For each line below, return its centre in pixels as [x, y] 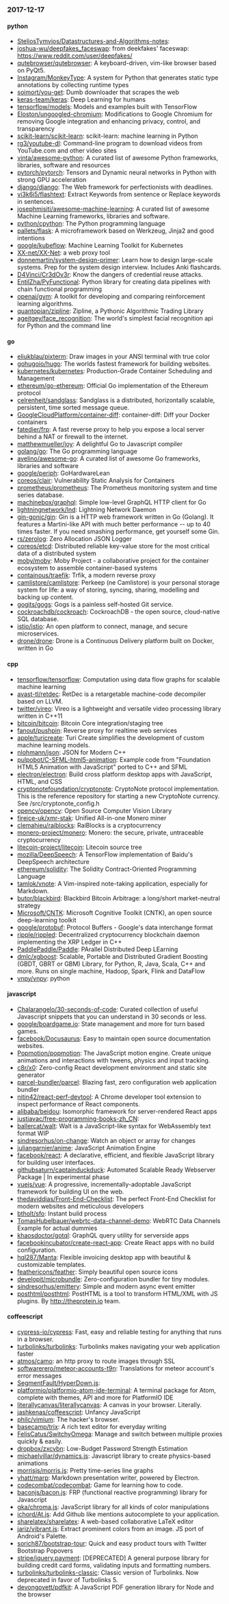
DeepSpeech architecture [53, 861]
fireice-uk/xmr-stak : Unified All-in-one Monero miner [92, 817]
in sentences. [36, 202]
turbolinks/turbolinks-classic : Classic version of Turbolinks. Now [108, 1572]
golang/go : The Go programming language [77, 452]
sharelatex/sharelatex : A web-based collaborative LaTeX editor [105, 1521]
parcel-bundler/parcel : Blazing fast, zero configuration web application [117, 1082]
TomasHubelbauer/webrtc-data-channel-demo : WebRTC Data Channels [119, 1220]
